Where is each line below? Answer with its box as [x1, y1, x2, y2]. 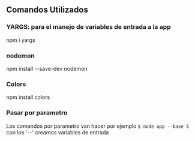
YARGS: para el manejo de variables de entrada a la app [6, 23, 171, 31]
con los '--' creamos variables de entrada [6, 128, 109, 136]
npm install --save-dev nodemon [6, 65, 88, 72]
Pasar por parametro [6, 109, 68, 117]
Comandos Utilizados [6, 5, 88, 15]
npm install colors [6, 94, 50, 101]
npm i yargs [6, 36, 36, 44]
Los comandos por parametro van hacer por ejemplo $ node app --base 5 [6, 122, 189, 130]
